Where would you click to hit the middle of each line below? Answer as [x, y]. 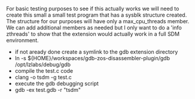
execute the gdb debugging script [57, 83]
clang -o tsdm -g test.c [43, 77]
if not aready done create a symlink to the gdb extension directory [96, 52]
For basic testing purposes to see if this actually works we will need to [93, 9]
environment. [22, 40]
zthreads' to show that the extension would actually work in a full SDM [93, 34]
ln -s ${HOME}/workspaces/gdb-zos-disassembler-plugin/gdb [92, 58]
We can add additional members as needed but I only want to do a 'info [94, 27]
